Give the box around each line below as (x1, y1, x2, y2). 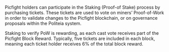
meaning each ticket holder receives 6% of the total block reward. (5, 41, 144, 47)
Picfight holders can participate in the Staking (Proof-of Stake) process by (5, 5, 160, 10)
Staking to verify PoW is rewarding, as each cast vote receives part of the (5, 30, 159, 36)
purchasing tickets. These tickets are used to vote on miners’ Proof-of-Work (5, 10, 164, 16)
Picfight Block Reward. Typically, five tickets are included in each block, (5, 35, 155, 41)
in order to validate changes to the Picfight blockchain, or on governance (5, 15, 158, 21)
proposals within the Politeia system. (5, 20, 82, 26)
